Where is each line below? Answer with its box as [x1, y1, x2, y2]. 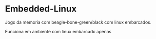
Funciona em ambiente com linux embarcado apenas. [5, 28, 113, 34]
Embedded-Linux [5, 3, 77, 14]
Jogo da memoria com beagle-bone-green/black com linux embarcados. [5, 19, 152, 25]
